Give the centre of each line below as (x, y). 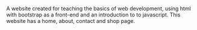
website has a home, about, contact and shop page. (71, 21)
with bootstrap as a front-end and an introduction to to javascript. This (93, 15)
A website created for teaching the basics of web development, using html (98, 9)
